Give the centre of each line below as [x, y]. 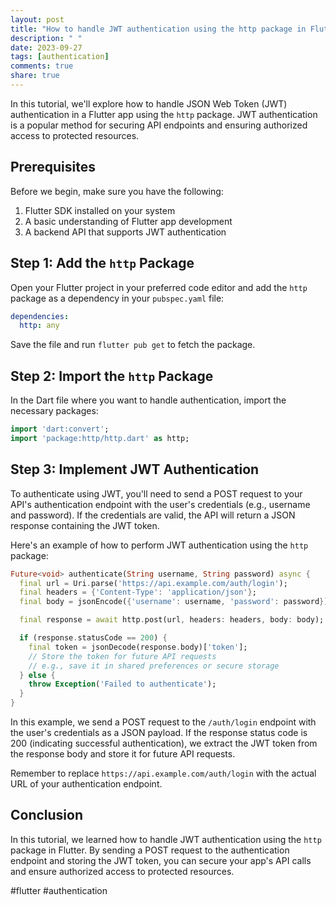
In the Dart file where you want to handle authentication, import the [148, 400]
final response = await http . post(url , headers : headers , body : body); [172, 620]
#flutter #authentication [59, 890]
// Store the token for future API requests [122, 656]
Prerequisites [53, 167]
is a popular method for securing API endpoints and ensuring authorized [159, 125]
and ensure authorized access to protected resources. [122, 871]
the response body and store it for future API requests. [123, 754]
